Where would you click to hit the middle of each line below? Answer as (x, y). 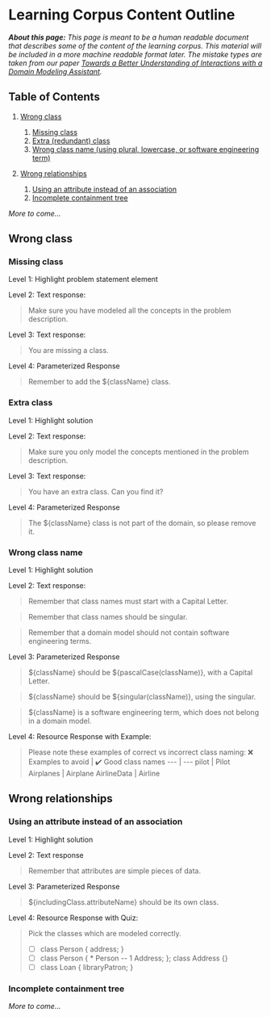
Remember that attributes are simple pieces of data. (115, 871)
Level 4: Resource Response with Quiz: (73, 918)
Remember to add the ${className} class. (99, 382)
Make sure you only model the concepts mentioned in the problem (138, 452)
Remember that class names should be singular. (108, 617)
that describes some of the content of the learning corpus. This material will (135, 45)
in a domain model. (60, 721)
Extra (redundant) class (71, 141)
